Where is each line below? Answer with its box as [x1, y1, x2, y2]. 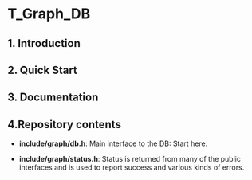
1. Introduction [7, 37, 81, 50]
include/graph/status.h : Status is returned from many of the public [18, 155, 241, 164]
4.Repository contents [7, 117, 121, 131]
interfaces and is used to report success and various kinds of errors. [18, 162, 245, 172]
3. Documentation [7, 91, 99, 104]
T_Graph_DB [7, 5, 91, 23]
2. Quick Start [7, 63, 77, 76]
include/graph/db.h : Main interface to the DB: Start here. [18, 139, 208, 148]
